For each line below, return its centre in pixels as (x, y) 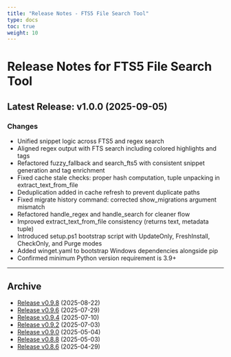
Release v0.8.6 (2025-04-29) (59, 346)
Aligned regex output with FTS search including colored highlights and (117, 149)
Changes (23, 126)
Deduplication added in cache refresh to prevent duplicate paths (109, 193)
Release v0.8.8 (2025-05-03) (59, 339)
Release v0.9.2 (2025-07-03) (59, 325)
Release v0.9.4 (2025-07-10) (58, 317)
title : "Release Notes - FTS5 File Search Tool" (78, 13)
